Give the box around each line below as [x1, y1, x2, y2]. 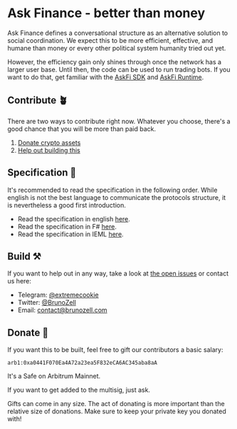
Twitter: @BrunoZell [17, 298, 76, 307]
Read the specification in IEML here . [17, 230, 124, 238]
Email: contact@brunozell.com [17, 306, 108, 315]
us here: [7, 277, 32, 286]
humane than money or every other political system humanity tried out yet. [7, 44, 226, 52]
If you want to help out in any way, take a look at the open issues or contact [7, 269, 229, 278]
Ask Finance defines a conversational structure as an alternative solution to [7, 29, 228, 37]
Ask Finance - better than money [7, 5, 206, 21]
